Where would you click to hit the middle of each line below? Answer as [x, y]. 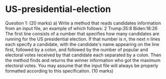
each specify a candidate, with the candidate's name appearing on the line [82, 44]
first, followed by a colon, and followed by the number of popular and [76, 49]
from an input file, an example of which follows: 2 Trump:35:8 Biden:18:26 [81, 28]
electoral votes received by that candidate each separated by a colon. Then [83, 55]
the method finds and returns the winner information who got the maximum [83, 60]
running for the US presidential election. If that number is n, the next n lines [83, 39]
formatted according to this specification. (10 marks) [59, 70]
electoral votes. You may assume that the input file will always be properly [82, 65]
